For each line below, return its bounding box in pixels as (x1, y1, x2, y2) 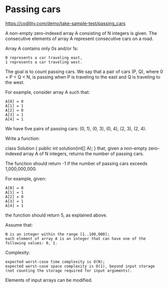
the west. (5, 79, 25, 85)
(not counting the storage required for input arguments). (5, 268, 133, 273)
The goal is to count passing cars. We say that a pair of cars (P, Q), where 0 (5, 68, 163, 75)
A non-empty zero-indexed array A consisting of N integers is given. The (5, 30, 157, 36)
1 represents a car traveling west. (5, 59, 82, 64)
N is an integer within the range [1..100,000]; (5, 232, 110, 237)
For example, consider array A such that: (5, 89, 90, 95)
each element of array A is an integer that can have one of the (5, 236, 146, 241)
